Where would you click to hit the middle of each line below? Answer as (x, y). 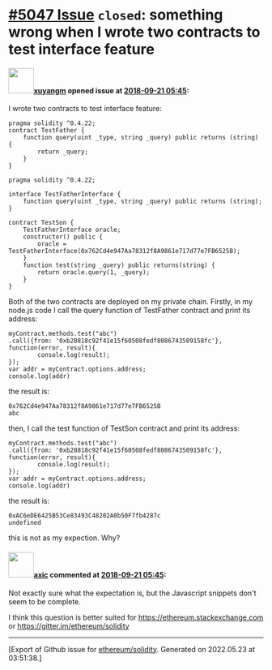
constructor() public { (63, 237)
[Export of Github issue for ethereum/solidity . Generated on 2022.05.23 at (132, 649)
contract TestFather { (47, 131)
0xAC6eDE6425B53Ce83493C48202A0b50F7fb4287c (85, 516)
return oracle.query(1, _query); (94, 273)
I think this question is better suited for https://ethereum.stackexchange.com (136, 617)
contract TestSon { (41, 223)
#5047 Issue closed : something (116, 15)
